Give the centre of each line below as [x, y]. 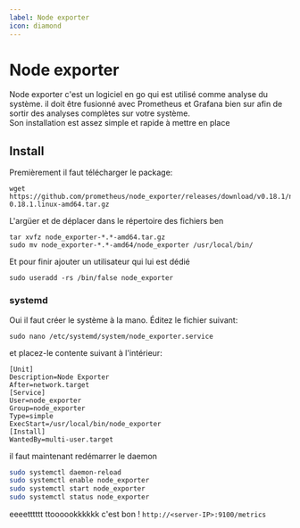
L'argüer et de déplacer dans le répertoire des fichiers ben [117, 221]
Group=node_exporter [48, 408]
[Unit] [21, 369]
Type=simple [31, 416]
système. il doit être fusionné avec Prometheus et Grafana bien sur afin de [146, 104]
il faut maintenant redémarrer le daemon [83, 456]
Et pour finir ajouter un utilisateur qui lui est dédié [100, 262]
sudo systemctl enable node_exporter [79, 481]
